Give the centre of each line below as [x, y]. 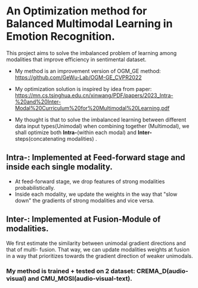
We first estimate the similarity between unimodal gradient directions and [96, 243]
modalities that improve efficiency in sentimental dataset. [76, 59]
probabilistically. [35, 187]
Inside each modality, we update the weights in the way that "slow [96, 194]
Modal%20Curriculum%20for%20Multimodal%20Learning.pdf [92, 108]
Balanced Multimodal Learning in [89, 24]
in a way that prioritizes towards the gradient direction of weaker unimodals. [100, 256]
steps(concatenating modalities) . [56, 138]
